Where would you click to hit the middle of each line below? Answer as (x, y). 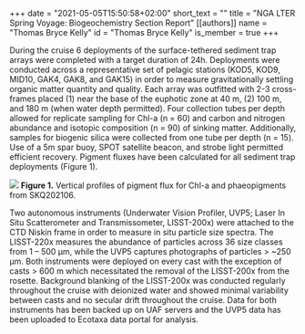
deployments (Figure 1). (54, 167)
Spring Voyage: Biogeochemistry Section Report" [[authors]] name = (138, 23)
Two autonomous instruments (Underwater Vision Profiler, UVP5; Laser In (147, 213)
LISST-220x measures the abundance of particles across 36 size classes (147, 242)
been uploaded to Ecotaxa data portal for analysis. (104, 319)
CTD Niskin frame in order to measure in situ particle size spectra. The (142, 232)
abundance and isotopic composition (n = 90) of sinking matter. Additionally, (153, 128)
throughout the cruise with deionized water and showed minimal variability (149, 290)
